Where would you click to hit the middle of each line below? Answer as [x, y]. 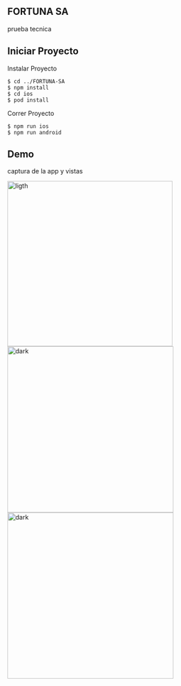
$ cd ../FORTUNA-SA [36, 81]
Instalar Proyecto [32, 68]
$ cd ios [20, 94]
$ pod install [28, 100]
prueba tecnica [29, 28]
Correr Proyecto [31, 113]
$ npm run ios [28, 126]
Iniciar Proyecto [43, 52]
